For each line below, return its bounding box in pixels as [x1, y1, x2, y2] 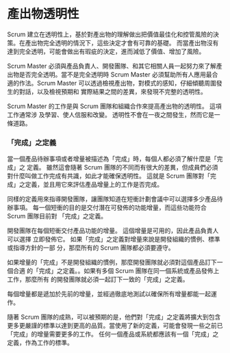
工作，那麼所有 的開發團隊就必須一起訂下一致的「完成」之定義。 [7, 275, 189, 284]
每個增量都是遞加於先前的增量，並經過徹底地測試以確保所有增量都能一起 [7, 290, 211, 298]
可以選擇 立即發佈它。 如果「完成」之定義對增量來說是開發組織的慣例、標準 [7, 235, 220, 244]
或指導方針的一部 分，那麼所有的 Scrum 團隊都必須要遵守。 [7, 244, 175, 252]
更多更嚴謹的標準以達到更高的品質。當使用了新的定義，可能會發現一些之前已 [7, 322, 223, 330]
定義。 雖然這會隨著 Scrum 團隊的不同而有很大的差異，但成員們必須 [26, 164, 218, 172]
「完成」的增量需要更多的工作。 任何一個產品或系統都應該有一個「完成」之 [7, 330, 219, 339]
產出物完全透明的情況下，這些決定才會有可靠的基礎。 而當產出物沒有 [25, 38, 219, 47]
